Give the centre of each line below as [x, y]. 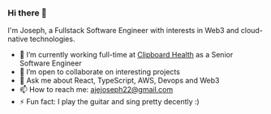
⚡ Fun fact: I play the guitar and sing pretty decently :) [109, 102]
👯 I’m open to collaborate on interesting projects [99, 72]
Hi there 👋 [28, 13]
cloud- [252, 31]
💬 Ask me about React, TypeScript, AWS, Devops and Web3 [119, 81]
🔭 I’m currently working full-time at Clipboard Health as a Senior [126, 55]
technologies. [52, 39]
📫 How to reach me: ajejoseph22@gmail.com [96, 90]
